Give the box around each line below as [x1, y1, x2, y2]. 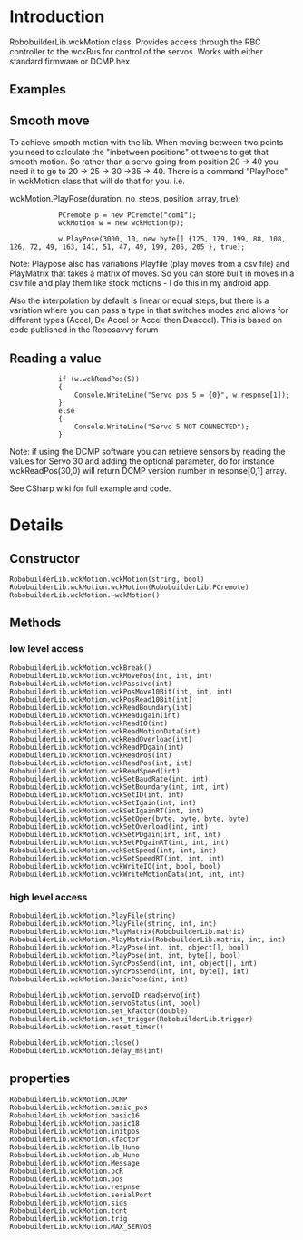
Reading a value [9, 350, 102, 366]
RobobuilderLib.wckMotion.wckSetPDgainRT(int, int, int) [9, 838, 230, 847]
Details [9, 515, 64, 536]
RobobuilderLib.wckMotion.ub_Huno [9, 1150, 141, 1159]
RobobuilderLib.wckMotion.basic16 [9, 1110, 141, 1120]
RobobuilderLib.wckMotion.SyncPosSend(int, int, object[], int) [9, 959, 258, 968]
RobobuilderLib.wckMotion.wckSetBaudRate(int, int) [9, 774, 209, 783]
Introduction [9, 6, 105, 27]
